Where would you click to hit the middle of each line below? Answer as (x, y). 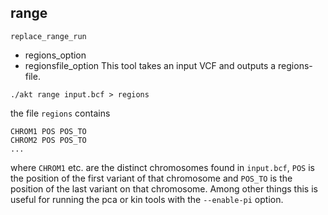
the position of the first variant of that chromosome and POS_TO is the (151, 178)
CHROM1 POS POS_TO (48, 131)
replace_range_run (48, 36)
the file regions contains (60, 113)
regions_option (55, 55)
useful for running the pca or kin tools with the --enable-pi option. (147, 199)
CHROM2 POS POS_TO (48, 140)
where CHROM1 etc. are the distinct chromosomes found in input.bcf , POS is (162, 167)
